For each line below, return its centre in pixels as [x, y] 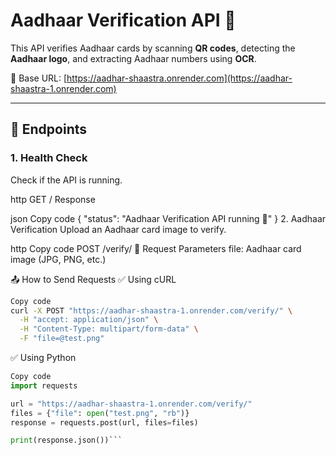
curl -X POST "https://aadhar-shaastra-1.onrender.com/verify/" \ [151, 310]
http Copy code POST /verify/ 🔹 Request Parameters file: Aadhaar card [156, 248]
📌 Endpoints [49, 129]
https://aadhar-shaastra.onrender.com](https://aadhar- [179, 78]
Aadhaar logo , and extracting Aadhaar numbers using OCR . [133, 58]
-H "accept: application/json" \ [89, 320]
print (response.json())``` [66, 440]
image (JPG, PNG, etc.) [58, 259]
